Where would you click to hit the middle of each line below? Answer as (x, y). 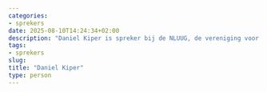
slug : (17, 61)
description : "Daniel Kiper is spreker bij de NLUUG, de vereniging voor (134, 38)
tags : (17, 46)
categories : (28, 16)
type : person (30, 75)
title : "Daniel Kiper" (46, 68)
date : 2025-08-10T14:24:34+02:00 (64, 30)
